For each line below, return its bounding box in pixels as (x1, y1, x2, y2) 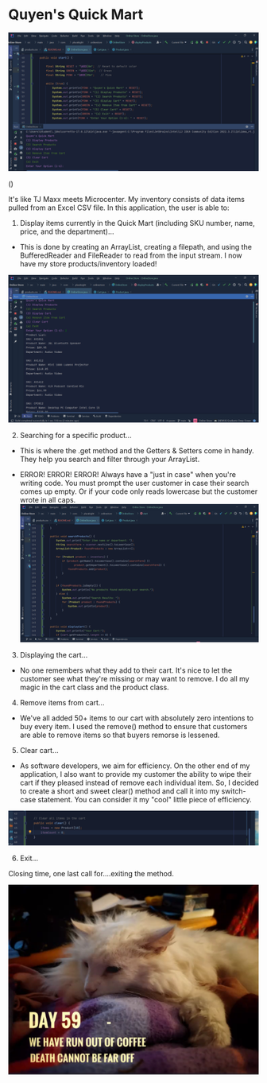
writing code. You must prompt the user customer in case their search (19, 479, 250, 488)
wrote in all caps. (19, 495, 76, 505)
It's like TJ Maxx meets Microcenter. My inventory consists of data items (8, 194, 245, 204)
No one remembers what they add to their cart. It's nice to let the (19, 666, 233, 675)
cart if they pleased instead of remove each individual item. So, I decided (19, 778, 260, 787)
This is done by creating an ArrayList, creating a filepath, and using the (19, 242, 253, 251)
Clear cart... (19, 745, 59, 755)
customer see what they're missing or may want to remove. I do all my (19, 673, 250, 683)
